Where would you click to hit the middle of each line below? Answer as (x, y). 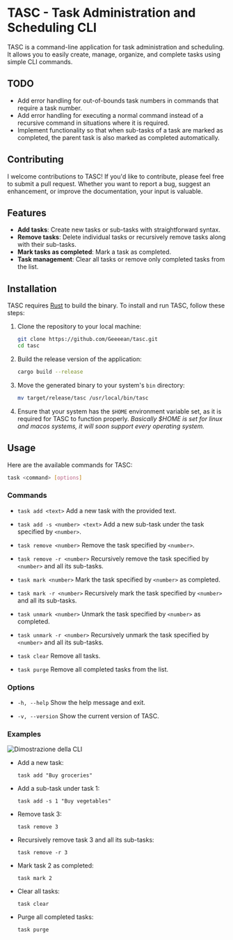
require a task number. (49, 108)
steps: (16, 313)
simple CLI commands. (40, 61)
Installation (32, 288)
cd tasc (28, 346)
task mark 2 (34, 879)
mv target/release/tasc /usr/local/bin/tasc (83, 398)
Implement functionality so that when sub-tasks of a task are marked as (120, 130)
